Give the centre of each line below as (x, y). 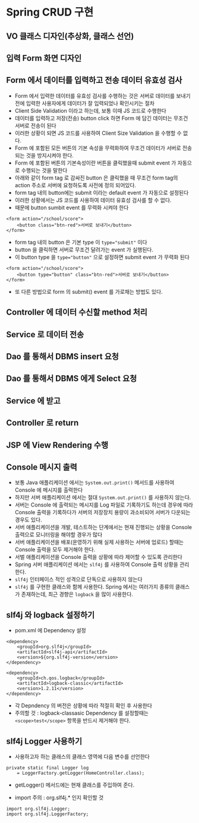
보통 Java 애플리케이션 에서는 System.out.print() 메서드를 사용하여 (94, 483)
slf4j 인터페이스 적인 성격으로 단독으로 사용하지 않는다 (78, 579)
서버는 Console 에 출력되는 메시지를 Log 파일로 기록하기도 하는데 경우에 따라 (104, 505)
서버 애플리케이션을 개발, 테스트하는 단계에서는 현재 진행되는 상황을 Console (103, 527)
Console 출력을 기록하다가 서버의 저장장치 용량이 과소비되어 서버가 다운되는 (102, 513)
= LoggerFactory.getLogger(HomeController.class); (81, 773)
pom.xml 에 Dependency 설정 (50, 631)
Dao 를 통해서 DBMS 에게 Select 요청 (72, 379)
